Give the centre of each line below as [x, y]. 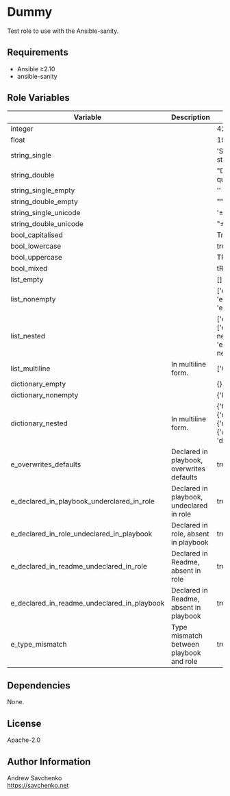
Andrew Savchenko [35, 778]
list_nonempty [33, 299]
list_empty [27, 279]
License [24, 723]
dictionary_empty [38, 384]
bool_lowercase [36, 246]
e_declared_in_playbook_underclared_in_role [83, 501]
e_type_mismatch [39, 644]
